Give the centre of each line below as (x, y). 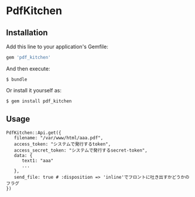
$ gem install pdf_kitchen (39, 101)
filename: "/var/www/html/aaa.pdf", (59, 138)
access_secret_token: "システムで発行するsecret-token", (81, 150)
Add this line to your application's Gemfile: (57, 46)
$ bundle (17, 79)
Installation (27, 33)
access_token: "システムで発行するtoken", (62, 144)
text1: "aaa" (37, 161)
